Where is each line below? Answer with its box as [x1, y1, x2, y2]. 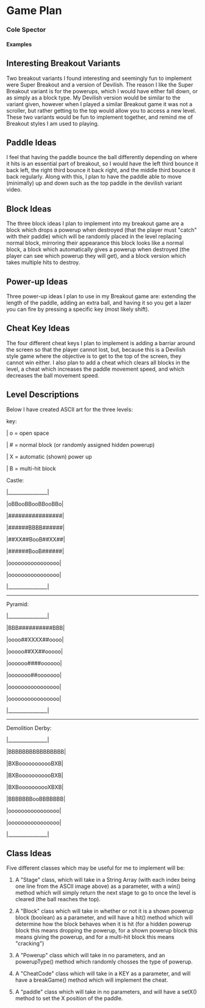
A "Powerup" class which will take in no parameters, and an [15, 952, 165, 959]
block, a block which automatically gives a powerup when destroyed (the [6, 246, 190, 253]
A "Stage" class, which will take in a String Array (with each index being [15, 876, 196, 884]
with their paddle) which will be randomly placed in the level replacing [6, 233, 182, 240]
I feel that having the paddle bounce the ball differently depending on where [6, 154, 198, 161]
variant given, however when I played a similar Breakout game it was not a [6, 100, 193, 107]
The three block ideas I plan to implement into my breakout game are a [6, 220, 184, 227]
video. [6, 186, 23, 193]
